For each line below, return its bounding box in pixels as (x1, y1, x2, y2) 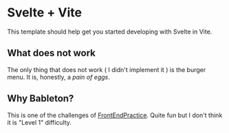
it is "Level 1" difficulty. (7, 118, 72, 126)
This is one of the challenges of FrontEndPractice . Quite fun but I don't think (7, 111, 223, 119)
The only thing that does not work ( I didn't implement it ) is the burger (7, 65, 206, 73)
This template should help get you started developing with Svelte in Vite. (7, 27, 212, 36)
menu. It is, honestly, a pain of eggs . (7, 73, 110, 81)
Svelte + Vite (7, 5, 83, 21)
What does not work (7, 47, 96, 59)
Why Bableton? (7, 93, 74, 104)
